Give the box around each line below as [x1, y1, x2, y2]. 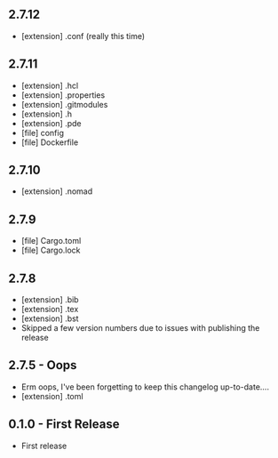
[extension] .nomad [20, 186, 93, 197]
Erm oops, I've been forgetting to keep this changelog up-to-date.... [20, 382, 270, 392]
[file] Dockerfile [20, 137, 79, 148]
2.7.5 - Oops [8, 358, 77, 373]
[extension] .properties [20, 89, 106, 100]
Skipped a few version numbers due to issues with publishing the [20, 323, 260, 333]
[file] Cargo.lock [20, 245, 81, 256]
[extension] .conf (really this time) [20, 30, 146, 41]
